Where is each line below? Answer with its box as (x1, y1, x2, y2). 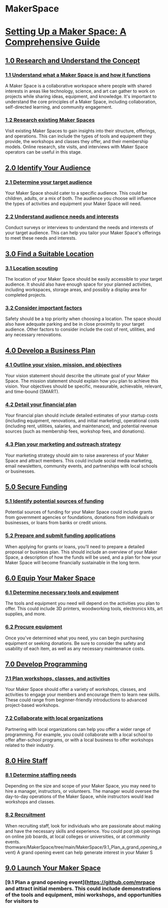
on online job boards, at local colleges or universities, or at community (5, 833, 150, 839)
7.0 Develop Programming (5, 660, 87, 668)
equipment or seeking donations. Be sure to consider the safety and (5, 640, 145, 646)
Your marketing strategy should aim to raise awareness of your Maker (5, 452, 149, 458)
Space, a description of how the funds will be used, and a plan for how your (5, 554, 161, 560)
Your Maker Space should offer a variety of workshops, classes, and (5, 686, 146, 692)
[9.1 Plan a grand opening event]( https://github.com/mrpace (5, 878, 155, 885)
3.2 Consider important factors (5, 304, 82, 311)
